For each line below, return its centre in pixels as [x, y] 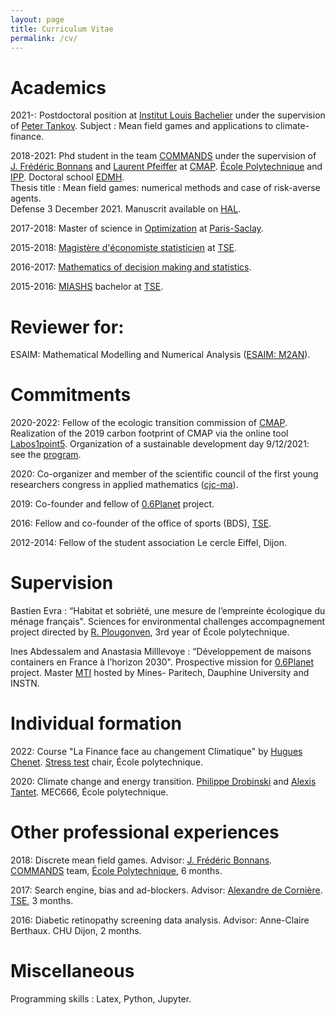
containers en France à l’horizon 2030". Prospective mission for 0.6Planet [162, 662]
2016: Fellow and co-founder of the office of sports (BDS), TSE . [141, 523]
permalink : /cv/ [44, 38]
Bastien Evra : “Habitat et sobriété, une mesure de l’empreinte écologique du [168, 611]
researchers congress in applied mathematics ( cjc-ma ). [124, 485]
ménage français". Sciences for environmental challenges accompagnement [168, 622]
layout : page [37, 19]
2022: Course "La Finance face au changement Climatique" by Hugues [156, 752]
